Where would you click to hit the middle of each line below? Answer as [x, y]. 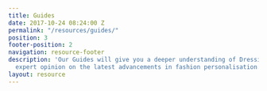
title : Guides [32, 15]
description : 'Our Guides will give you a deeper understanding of [122, 60]
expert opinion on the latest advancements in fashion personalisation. [138, 67]
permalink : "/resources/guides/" [64, 30]
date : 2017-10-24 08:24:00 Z [56, 23]
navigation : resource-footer [56, 52]
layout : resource [37, 74]
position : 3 [28, 38]
